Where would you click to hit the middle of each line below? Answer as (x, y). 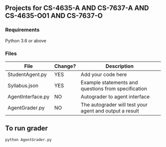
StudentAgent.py (27, 74)
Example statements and (109, 82)
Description (120, 66)
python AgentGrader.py (28, 140)
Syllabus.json (23, 85)
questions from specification (114, 88)
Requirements (22, 30)
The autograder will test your (114, 105)
